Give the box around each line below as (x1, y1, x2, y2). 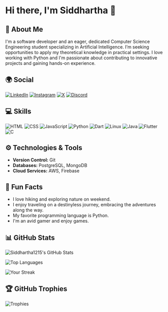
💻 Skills (5, 107, 32, 116)
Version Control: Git (12, 157, 56, 163)
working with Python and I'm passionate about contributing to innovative (5, 55, 158, 61)
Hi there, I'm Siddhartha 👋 (5, 5, 116, 16)
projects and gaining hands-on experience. (5, 60, 96, 66)
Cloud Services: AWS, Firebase (12, 168, 80, 174)
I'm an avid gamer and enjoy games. (12, 218, 89, 224)
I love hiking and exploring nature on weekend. (12, 196, 111, 202)
